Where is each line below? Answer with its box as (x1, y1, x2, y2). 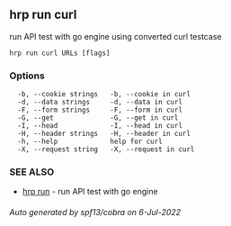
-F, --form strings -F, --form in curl (17, 105, 182, 115)
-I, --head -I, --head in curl (17, 122, 182, 131)
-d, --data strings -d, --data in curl (17, 98, 182, 107)
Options (9, 69, 45, 82)
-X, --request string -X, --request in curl (17, 145, 195, 154)
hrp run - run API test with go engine (22, 186, 159, 197)
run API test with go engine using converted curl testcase (9, 31, 222, 41)
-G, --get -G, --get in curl (17, 113, 179, 122)
